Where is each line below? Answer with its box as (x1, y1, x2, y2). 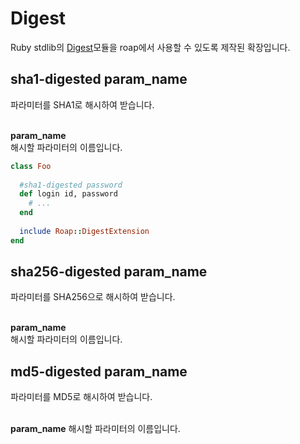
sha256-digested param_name (10, 263, 208, 281)
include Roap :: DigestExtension (19, 226, 150, 236)
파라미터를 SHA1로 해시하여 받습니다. (10, 98, 155, 111)
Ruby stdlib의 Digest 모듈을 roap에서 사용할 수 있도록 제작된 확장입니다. (10, 41, 291, 53)
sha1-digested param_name (10, 71, 188, 88)
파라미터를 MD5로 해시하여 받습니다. (10, 391, 153, 403)
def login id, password (19, 189, 118, 199)
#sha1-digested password (19, 180, 123, 190)
